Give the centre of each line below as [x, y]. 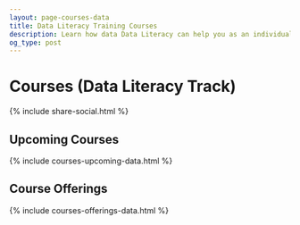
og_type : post [36, 42]
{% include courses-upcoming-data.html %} [91, 161]
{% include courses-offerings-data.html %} [89, 210]
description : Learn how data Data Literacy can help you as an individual [151, 34]
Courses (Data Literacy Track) [123, 87]
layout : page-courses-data [59, 17]
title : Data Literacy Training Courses [83, 26]
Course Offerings [58, 189]
